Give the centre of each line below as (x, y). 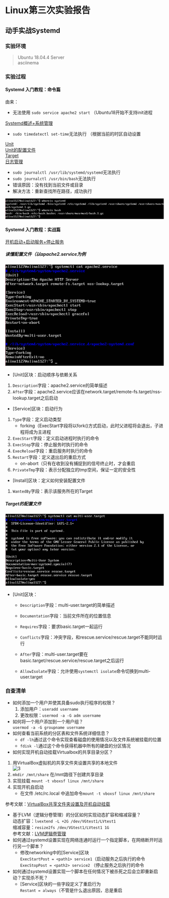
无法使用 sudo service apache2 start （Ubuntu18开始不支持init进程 (82, 112)
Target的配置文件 (23, 504)
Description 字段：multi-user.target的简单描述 (67, 605)
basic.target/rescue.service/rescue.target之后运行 (72, 660)
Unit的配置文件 (21, 150)
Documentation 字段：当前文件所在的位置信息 (66, 615)
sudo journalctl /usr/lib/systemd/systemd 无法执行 (66, 172)
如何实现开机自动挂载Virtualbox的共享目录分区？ (63, 752)
